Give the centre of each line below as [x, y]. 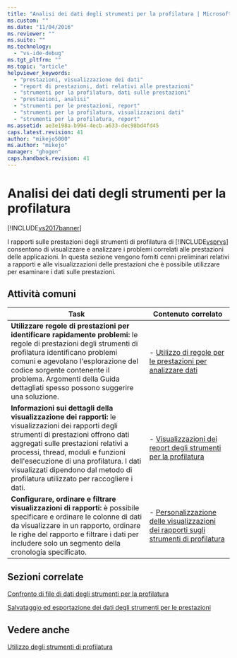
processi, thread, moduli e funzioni [68, 452]
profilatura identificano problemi [64, 352]
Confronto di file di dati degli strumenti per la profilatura [88, 594]
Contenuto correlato [188, 314]
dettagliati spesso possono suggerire [72, 387]
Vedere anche [39, 630]
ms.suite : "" [26, 40]
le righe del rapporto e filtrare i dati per [75, 534]
